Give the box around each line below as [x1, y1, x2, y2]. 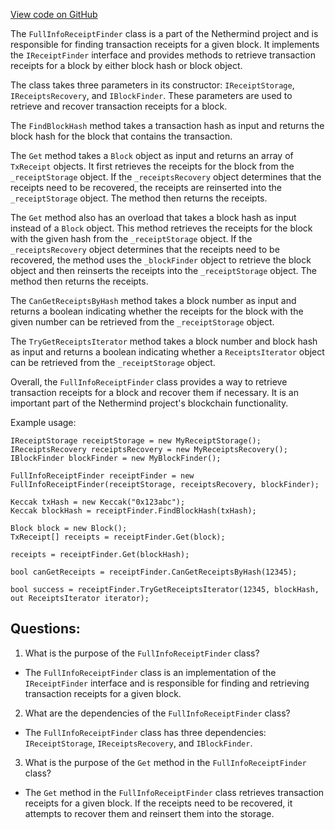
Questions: [10, 620, 81, 638]
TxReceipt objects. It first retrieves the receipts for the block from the [10, 160, 295, 172]
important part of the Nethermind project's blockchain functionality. [10, 397, 289, 409]
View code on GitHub [10, 9, 98, 20]
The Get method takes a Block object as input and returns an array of [10, 150, 294, 161]
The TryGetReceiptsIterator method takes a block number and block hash [10, 335, 318, 347]
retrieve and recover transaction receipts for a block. [10, 100, 228, 112]
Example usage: [10, 417, 77, 428]
